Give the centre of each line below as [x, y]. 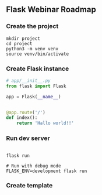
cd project [19, 43]
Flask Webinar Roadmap [51, 10]
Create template [29, 186]
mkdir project [23, 38]
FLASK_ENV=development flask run [47, 171]
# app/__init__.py [28, 81]
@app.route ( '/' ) [26, 112]
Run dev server [28, 138]
